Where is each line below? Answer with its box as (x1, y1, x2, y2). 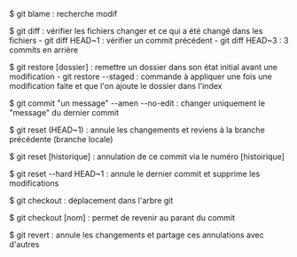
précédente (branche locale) (9, 134, 113, 144)
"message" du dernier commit (9, 108, 120, 117)
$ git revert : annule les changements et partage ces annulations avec (9, 229, 264, 240)
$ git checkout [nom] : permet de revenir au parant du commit (9, 213, 236, 222)
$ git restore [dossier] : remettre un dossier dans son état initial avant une (9, 62, 277, 72)
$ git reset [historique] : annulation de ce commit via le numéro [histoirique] (9, 151, 285, 162)
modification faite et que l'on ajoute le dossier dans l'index (9, 81, 223, 91)
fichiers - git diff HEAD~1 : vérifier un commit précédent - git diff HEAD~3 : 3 (9, 36, 289, 45)
